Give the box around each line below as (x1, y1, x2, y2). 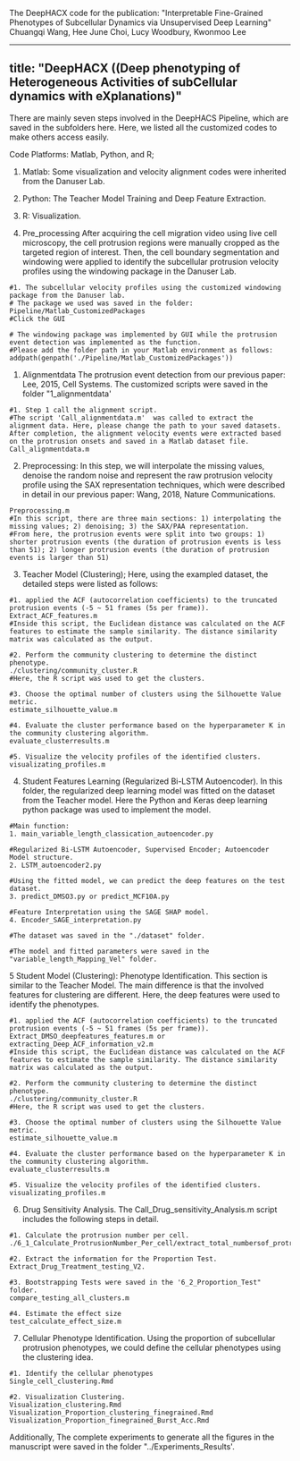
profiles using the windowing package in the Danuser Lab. (21, 266, 237, 276)
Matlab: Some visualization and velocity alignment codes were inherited (21, 166, 287, 177)
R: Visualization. (21, 210, 82, 221)
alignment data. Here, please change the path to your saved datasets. (9, 420, 281, 430)
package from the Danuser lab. (9, 291, 126, 300)
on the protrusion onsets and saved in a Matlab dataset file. (9, 437, 250, 446)
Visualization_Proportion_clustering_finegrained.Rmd (9, 1408, 214, 1417)
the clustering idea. (21, 1351, 94, 1363)
